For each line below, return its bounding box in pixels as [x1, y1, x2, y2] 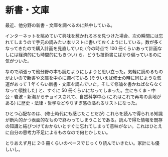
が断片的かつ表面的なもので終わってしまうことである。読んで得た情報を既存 [5, 116, 163, 123]
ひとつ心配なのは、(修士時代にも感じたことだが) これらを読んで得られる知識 [5, 110, 163, 116]
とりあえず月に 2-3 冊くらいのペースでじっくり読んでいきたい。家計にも [5, 140, 155, 146]
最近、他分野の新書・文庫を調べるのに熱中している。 [5, 22, 115, 28]
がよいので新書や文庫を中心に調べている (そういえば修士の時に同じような [5, 75, 157, 81]
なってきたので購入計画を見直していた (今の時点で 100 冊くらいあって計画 [5, 45, 158, 51]
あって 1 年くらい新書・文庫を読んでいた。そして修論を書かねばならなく [14, 81, 163, 87]
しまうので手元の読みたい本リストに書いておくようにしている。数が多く [14, 39, 163, 45]
